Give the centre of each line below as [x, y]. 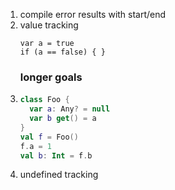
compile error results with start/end [93, 14]
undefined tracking [59, 175]
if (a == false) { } [62, 52]
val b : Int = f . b [56, 155]
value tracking [49, 25]
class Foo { [44, 100]
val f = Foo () [49, 137]
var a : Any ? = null [70, 109]
